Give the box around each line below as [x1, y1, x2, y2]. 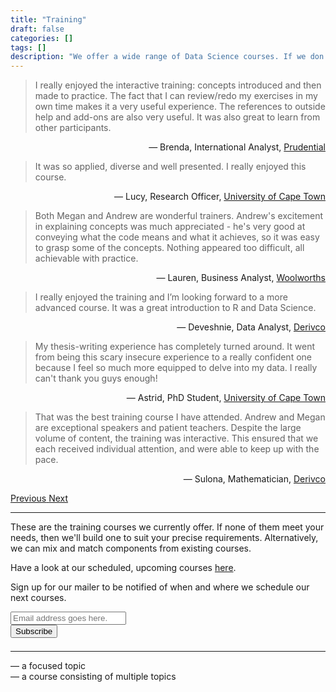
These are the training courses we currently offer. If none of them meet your [10, 521, 325, 533]
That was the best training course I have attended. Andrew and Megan [34, 411, 326, 423]
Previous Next [10, 492, 69, 505]
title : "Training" [10, 14, 87, 25]
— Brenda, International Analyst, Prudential [148, 141, 326, 153]
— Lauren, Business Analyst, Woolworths [156, 272, 326, 284]
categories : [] [10, 33, 74, 43]
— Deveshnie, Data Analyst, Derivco [176, 321, 326, 333]
